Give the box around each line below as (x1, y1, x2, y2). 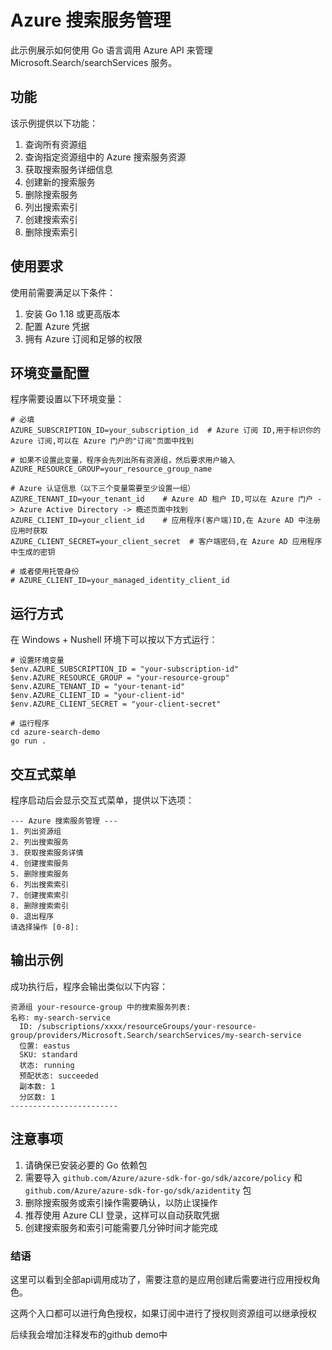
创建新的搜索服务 (24, 176, 96, 188)
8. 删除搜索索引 (10, 901, 69, 911)
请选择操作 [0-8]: (10, 922, 80, 932)
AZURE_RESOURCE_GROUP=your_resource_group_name (10, 464, 213, 475)
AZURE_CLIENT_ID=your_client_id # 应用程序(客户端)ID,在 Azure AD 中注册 (10, 516, 321, 526)
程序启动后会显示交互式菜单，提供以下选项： (10, 794, 195, 806)
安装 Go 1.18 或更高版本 (24, 307, 121, 320)
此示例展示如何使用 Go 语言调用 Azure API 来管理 (10, 44, 213, 56)
